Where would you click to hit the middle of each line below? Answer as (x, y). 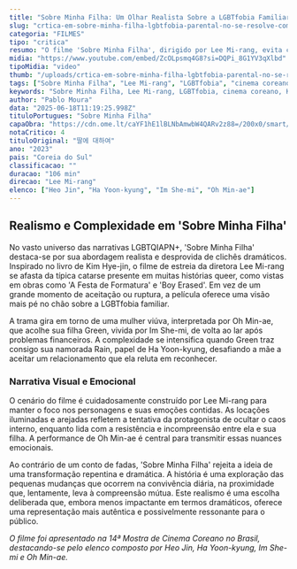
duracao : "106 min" (45, 173)
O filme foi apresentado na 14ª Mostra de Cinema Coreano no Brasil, (135, 538)
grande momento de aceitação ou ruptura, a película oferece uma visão (140, 294)
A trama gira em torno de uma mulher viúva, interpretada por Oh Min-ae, (141, 320)
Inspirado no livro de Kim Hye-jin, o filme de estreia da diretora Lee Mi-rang (147, 265)
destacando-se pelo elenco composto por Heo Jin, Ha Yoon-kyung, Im (138, 548)
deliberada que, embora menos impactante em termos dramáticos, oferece (146, 503)
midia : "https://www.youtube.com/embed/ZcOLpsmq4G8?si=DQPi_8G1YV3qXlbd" (148, 58)
